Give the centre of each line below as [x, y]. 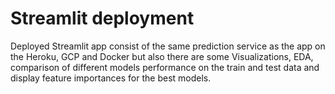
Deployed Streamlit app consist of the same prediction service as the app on [168, 46]
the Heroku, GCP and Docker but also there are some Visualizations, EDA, [162, 56]
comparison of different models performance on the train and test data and [165, 67]
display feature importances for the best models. [111, 78]
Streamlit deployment [102, 18]
